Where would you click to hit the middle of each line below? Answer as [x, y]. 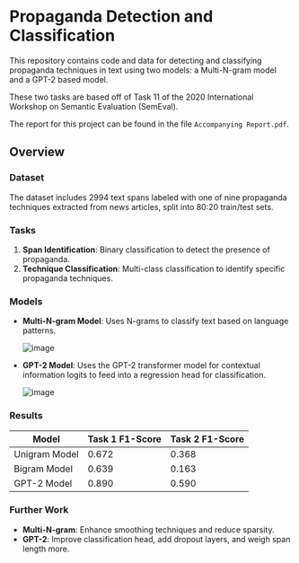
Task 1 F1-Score [124, 439]
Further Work [39, 510]
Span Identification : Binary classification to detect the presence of [146, 250]
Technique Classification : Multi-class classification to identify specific [154, 268]
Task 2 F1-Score [207, 439]
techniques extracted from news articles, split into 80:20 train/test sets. [141, 207]
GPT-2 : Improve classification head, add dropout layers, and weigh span [156, 539]
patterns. [39, 330]
